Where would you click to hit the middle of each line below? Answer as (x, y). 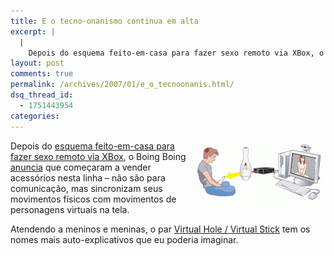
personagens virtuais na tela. (70, 209)
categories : (35, 116)
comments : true (42, 74)
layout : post (37, 63)
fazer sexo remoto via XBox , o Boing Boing (98, 156)
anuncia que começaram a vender (81, 167)
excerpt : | (33, 31)
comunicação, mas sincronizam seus (86, 188)
